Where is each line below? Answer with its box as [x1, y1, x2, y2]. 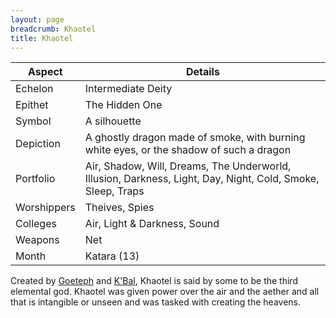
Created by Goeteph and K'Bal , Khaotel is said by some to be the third [10, 275, 298, 287]
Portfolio [15, 172, 56, 186]
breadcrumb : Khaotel [10, 24, 97, 34]
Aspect [28, 65, 63, 79]
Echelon [15, 82, 54, 96]
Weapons [15, 233, 60, 247]
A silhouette [84, 114, 142, 128]
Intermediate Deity [84, 82, 173, 96]
